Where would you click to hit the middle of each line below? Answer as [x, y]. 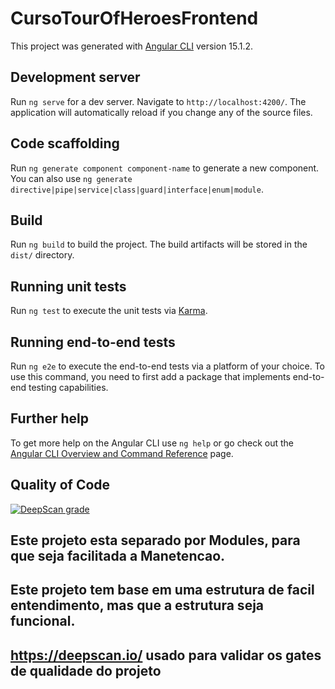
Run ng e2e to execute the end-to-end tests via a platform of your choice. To [168, 366]
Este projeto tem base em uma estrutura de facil [162, 590]
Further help [50, 418]
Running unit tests [68, 286]
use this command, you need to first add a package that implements [150, 376]
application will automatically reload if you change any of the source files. [161, 112]
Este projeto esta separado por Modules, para [155, 540]
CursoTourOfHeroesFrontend [134, 18]
